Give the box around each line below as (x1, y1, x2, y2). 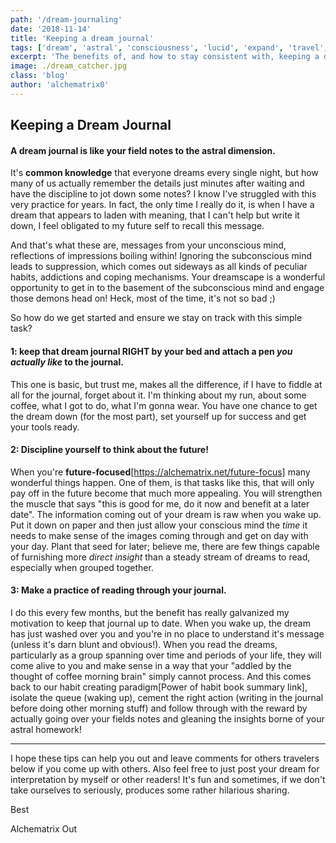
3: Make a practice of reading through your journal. (10, 584, 227, 596)
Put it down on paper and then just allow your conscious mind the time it (10, 519, 308, 531)
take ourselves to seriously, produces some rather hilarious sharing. (10, 784, 290, 796)
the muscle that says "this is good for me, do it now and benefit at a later (10, 497, 310, 510)
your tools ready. (10, 421, 80, 433)
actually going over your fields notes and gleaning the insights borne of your (10, 712, 325, 725)
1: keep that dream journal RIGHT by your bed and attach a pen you (10, 345, 293, 357)
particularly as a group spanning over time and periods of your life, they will (10, 649, 322, 661)
